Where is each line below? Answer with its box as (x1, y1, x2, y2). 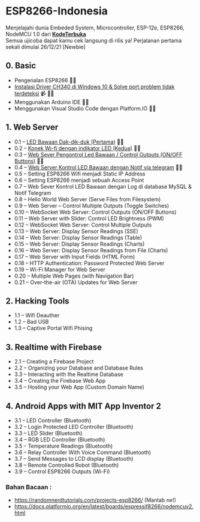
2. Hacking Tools (5, 296, 69, 306)
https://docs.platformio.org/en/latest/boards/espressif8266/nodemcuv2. (14, 503, 194, 510)
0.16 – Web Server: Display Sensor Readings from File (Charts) (14, 246, 168, 253)
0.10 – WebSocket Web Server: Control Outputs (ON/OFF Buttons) (14, 208, 177, 216)
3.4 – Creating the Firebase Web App (14, 377, 106, 384)
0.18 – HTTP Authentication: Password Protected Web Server (14, 259, 165, 267)
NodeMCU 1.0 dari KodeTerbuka (5, 30, 86, 37)
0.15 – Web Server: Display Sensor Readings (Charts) (14, 240, 145, 247)
